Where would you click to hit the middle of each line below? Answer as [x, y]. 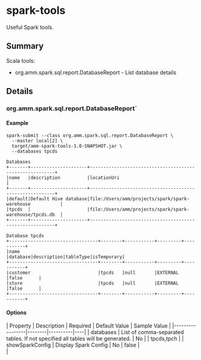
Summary [25, 46]
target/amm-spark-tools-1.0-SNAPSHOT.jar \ [67, 146]
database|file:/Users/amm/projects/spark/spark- [127, 199]
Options [17, 312]
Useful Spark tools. [30, 27]
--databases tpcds [35, 151]
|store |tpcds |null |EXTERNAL [93, 283]
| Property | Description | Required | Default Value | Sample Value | [89, 326]
